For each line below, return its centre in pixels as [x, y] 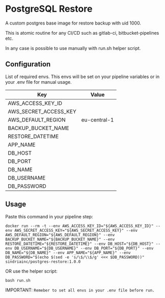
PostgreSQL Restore [49, 9]
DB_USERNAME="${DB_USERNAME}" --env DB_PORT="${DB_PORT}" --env [84, 248]
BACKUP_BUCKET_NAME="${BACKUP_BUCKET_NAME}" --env [60, 239]
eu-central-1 [98, 119]
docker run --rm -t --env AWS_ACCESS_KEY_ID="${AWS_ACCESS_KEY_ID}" [79, 226]
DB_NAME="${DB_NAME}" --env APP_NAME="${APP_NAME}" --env [68, 253]
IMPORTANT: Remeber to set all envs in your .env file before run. [80, 290]
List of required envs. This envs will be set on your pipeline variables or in [82, 77]
